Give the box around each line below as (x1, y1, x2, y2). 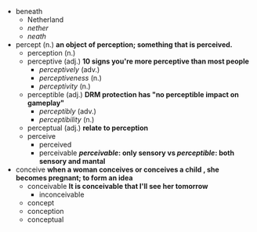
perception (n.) (27, 49, 76, 57)
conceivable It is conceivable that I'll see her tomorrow (27, 182, 208, 190)
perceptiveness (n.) (38, 74, 102, 82)
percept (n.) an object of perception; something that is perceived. (15, 40, 233, 49)
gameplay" (27, 98, 65, 107)
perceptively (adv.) (38, 65, 100, 74)
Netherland (27, 15, 64, 24)
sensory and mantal (38, 157, 106, 165)
